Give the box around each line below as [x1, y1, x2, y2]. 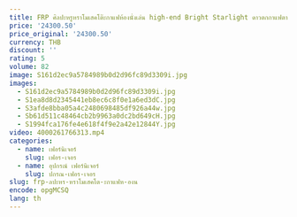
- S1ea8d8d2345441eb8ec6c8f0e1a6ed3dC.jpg [17, 95, 176, 105]
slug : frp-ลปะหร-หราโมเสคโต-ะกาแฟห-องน [9, 178, 139, 187]
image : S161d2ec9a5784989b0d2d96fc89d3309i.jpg [9, 71, 188, 80]
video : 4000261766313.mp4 [9, 128, 104, 137]
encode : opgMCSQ [9, 186, 69, 195]
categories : [9, 136, 53, 145]
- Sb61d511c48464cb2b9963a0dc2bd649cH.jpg [17, 112, 176, 120]
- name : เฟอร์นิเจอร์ [17, 144, 77, 153]
